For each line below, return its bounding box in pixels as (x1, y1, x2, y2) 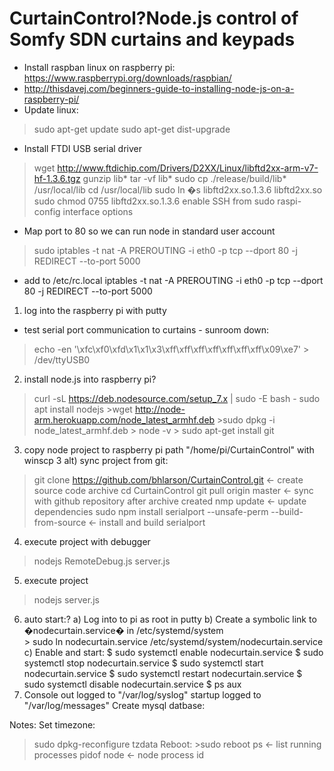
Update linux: (23, 103, 79, 116)
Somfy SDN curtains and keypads (9, 28, 296, 51)
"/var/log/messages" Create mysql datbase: (23, 699, 206, 711)
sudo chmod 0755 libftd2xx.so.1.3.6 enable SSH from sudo (33, 195, 276, 207)
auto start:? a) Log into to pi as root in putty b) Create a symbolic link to (23, 613, 317, 625)
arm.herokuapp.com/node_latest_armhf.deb (33, 413, 216, 426)
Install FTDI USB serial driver (23, 142, 142, 154)
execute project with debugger (23, 535, 151, 547)
